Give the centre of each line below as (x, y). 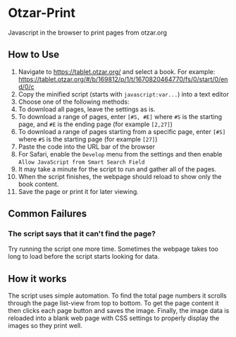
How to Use (34, 55)
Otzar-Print (42, 13)
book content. (38, 184)
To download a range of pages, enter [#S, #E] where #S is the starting (120, 116)
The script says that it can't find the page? (82, 234)
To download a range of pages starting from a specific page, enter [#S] (122, 131)
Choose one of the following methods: (74, 102)
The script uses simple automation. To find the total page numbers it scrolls (118, 296)
